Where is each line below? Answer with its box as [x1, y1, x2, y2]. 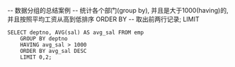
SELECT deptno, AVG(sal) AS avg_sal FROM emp [7, 29, 144, 36]
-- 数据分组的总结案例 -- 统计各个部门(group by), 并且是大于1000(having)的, [7, 6, 229, 14]
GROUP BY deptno [20, 35, 69, 42]
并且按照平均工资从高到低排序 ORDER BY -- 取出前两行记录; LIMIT [7, 15, 200, 23]
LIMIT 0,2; [20, 54, 52, 61]
